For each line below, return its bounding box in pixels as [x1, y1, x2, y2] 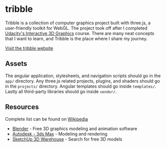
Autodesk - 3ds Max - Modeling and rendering [12, 131, 108, 137]
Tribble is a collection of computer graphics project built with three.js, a [5, 20, 151, 26]
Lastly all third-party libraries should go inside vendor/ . [5, 88, 117, 95]
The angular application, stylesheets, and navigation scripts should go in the [5, 73, 161, 79]
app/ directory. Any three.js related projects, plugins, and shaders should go [5, 78, 160, 84]
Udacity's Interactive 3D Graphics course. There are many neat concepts [5, 30, 155, 36]
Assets [5, 59, 27, 68]
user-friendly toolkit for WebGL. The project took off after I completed [5, 25, 148, 31]
